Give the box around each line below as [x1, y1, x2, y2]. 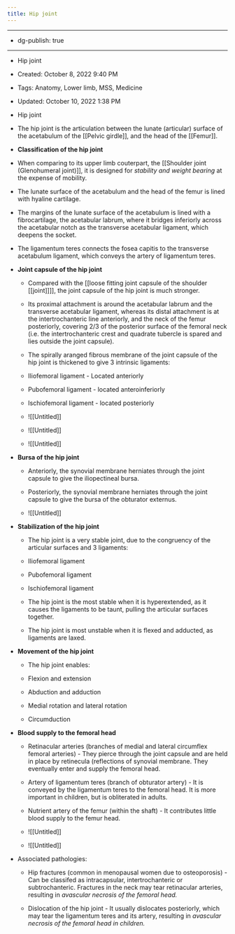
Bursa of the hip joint [17, 453, 80, 461]
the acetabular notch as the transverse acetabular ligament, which [17, 223, 208, 231]
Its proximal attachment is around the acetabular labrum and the [27, 299, 213, 308]
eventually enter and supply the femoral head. [27, 764, 161, 773]
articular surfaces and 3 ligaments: [27, 543, 129, 551]
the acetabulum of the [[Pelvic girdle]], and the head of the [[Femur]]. [17, 131, 218, 140]
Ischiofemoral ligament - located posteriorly [27, 399, 155, 407]
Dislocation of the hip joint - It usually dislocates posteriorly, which [27, 904, 220, 912]
